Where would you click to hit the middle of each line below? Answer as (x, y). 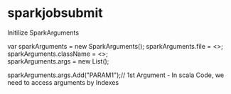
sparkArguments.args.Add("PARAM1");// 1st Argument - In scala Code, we (116, 75)
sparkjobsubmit (55, 13)
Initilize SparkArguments (43, 33)
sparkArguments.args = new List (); (58, 61)
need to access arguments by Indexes (63, 82)
